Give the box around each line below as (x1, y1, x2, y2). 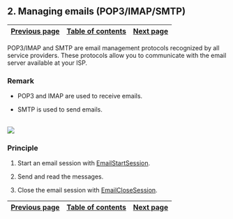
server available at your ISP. (7, 59, 88, 67)
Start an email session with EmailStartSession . (17, 159, 151, 167)
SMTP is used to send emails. (17, 105, 103, 114)
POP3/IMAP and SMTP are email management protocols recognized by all (7, 43, 220, 52)
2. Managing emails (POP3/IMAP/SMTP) (7, 6, 186, 17)
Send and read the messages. (17, 172, 104, 181)
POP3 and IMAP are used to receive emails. (17, 92, 143, 100)
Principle (7, 143, 38, 153)
